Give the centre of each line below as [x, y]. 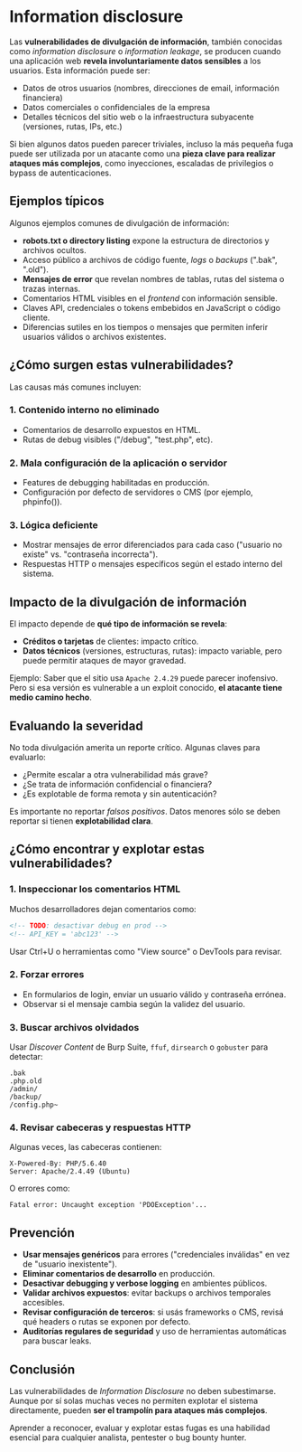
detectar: [26, 1057]
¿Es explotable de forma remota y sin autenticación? [119, 794]
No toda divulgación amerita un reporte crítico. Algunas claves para [135, 748]
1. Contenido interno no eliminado [84, 410]
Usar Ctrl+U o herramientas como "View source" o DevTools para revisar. [146, 951]
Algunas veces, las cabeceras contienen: [86, 1147]
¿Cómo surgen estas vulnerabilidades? [122, 365]
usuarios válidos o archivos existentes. [94, 336]
